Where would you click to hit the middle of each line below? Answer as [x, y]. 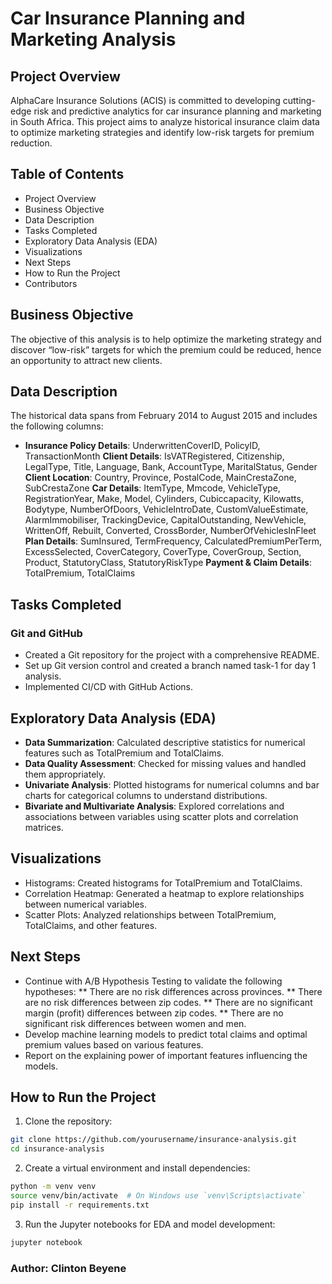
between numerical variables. [86, 904]
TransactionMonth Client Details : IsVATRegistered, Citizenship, [154, 456]
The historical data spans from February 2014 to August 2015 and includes [164, 416]
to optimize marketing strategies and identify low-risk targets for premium [162, 132]
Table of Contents [67, 174]
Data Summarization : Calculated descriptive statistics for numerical [165, 742]
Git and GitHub [46, 633]
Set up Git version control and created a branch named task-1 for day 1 [170, 666]
